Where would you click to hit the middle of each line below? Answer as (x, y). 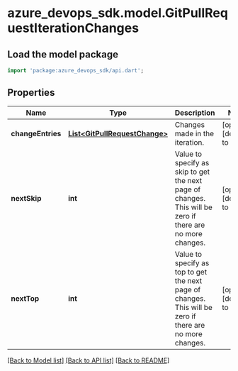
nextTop (25, 298)
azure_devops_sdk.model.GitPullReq (118, 13)
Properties (31, 93)
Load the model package (63, 54)
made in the (194, 133)
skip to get (192, 172)
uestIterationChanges (73, 28)
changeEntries (36, 133)
